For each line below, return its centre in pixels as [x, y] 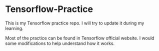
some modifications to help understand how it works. [60, 43]
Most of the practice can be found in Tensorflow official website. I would [80, 38]
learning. [14, 28]
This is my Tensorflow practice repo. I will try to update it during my [75, 23]
